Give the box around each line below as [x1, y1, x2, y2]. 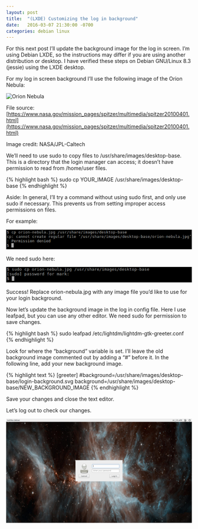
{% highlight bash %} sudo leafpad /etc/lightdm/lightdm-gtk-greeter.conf [6, 330, 184, 337]
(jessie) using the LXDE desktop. [6, 64, 85, 71]
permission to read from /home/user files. [6, 165, 107, 172]
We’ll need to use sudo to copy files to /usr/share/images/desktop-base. [6, 152, 181, 159]
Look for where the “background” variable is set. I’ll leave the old [6, 348, 163, 355]
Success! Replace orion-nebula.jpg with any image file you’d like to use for [6, 288, 187, 295]
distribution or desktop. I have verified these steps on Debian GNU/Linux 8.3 [6, 58, 192, 65]
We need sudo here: [6, 255, 55, 262]
